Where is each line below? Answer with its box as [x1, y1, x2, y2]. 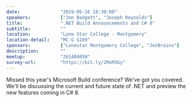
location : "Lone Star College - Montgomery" [6, 31, 147, 37]
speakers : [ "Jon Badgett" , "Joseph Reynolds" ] [6, 14, 153, 21]
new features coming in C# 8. [6, 89, 80, 96]
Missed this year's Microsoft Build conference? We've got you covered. [6, 76, 184, 83]
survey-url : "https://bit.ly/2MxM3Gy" [6, 59, 126, 65]
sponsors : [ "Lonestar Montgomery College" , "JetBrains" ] [6, 43, 180, 49]
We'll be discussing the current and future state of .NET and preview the [6, 82, 186, 89]
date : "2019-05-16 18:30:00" [6, 8, 118, 15]
